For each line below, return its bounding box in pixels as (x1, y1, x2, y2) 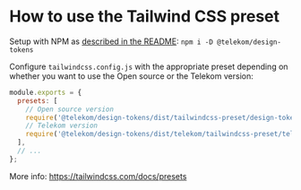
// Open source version (25, 105, 115, 114)
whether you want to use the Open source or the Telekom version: (9, 70, 254, 82)
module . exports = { (9, 88, 82, 97)
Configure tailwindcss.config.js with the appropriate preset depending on (9, 61, 288, 72)
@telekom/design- (216, 38, 282, 47)
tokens (9, 45, 34, 55)
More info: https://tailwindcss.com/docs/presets (9, 170, 187, 181)
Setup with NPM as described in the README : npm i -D (9, 36, 213, 47)
